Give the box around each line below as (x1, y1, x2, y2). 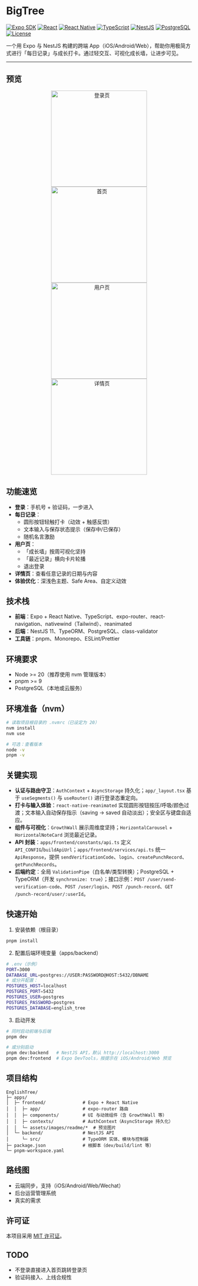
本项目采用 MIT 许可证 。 (6, 1232, 65, 1239)
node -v (6, 746, 25, 753)
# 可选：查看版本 (6, 741, 42, 747)
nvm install (6, 725, 35, 731)
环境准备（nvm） (6, 703, 70, 713)
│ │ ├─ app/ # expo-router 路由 (6, 1106, 128, 1112)
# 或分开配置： (6, 978, 38, 983)
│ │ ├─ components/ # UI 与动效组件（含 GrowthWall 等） (6, 1112, 167, 1118)
